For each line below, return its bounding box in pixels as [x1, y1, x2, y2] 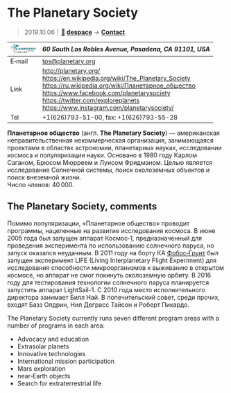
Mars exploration [17, 364, 66, 373]
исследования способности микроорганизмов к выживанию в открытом [7, 263, 224, 272]
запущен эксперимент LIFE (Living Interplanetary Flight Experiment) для [7, 256, 217, 264]
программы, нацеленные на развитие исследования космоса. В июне [7, 226, 216, 234]
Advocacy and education [17, 335, 89, 343]
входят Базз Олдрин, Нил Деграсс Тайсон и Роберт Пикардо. [7, 300, 189, 309]
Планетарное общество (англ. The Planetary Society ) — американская [7, 129, 221, 137]
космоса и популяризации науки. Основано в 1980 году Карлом [7, 151, 198, 159]
